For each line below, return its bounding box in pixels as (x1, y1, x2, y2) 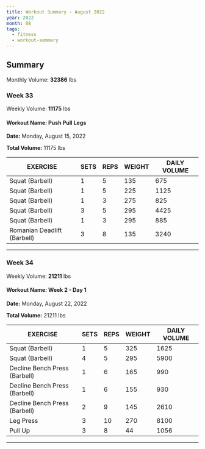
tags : (6, 26, 20, 32)
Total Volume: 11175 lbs (6, 144, 66, 152)
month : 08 (6, 20, 32, 26)
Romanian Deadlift (9, 226, 62, 235)
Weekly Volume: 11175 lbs (6, 105, 71, 113)
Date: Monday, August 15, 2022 (6, 132, 86, 140)
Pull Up (9, 426, 31, 434)
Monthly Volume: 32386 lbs (6, 76, 77, 83)
